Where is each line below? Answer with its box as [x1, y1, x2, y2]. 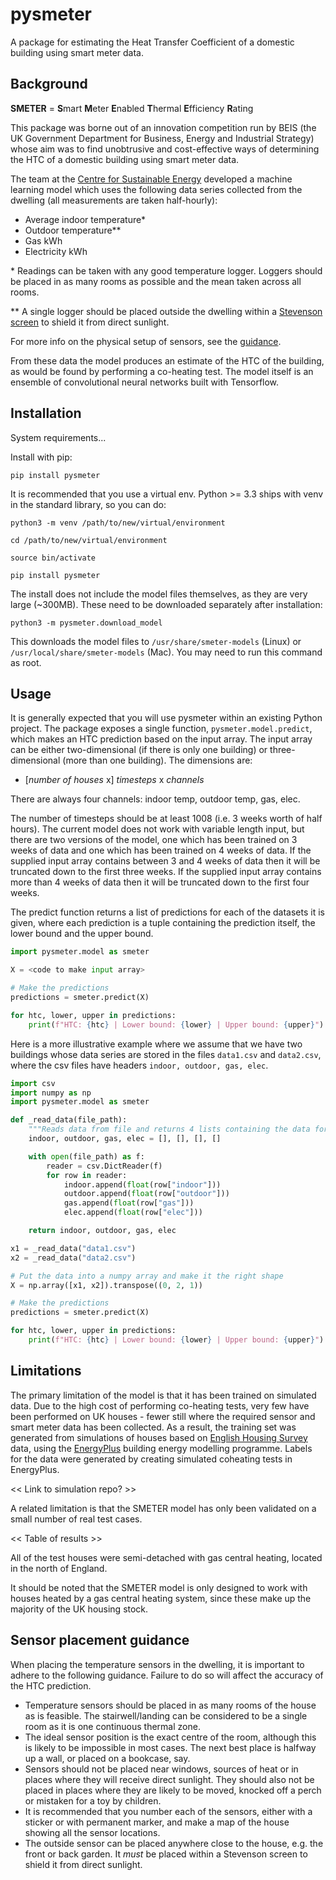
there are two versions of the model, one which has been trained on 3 [10, 834, 298, 846]
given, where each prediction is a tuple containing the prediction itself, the [10, 917, 316, 929]
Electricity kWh [24, 245, 88, 257]
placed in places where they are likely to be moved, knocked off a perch [24, 1784, 322, 1796]
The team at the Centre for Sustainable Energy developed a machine [10, 173, 293, 185]
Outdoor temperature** [24, 224, 122, 236]
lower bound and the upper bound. [10, 928, 154, 940]
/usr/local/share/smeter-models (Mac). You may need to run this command [10, 646, 323, 658]
